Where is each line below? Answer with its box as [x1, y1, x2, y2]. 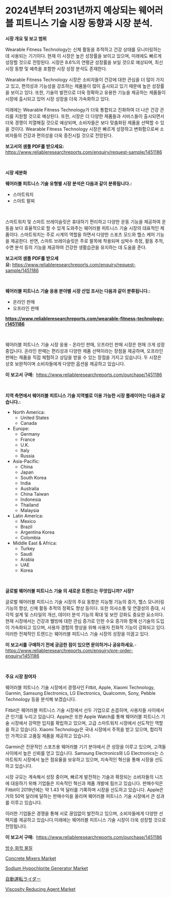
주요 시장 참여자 [5, 673, 37, 679]
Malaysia [20, 507, 39, 513]
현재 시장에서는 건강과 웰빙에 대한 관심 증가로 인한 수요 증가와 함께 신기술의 [5, 618, 155, 624]
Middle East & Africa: [12, 540, 57, 546]
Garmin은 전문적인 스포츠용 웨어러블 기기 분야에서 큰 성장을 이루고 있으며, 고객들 [5, 744, 166, 750]
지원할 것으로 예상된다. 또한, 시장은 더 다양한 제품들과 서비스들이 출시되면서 [14, 113, 165, 119]
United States [20, 414, 50, 421]
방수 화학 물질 [5, 845, 33, 851]
